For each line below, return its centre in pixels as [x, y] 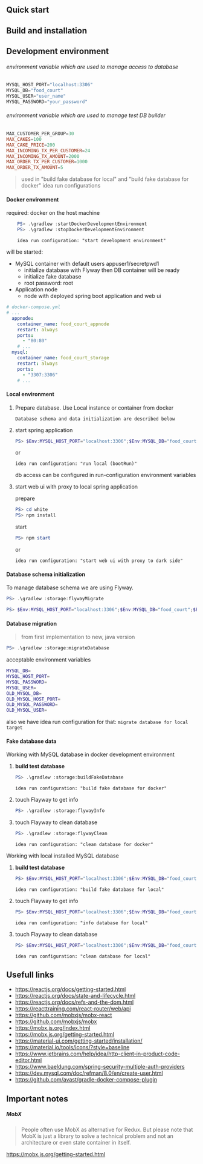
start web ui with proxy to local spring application [76, 487]
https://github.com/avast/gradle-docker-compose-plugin [86, 1080]
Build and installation [47, 31]
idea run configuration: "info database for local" [81, 923]
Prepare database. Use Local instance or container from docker [94, 408]
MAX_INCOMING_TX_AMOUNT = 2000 [43, 156]
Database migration [32, 623]
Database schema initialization [46, 574]
